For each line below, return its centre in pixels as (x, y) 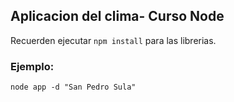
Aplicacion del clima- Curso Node (117, 16)
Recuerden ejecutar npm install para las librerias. (113, 40)
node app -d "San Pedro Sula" (73, 87)
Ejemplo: (32, 66)
